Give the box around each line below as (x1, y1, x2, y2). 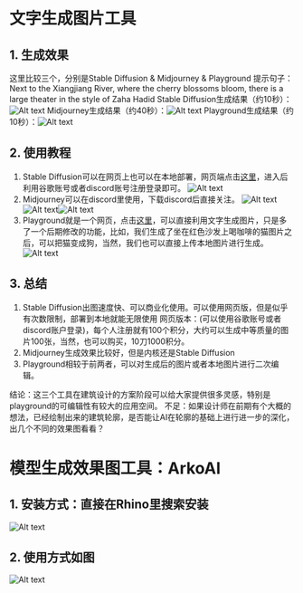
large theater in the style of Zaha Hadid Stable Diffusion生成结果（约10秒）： (9, 94, 292, 104)
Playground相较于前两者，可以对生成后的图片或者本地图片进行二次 (22, 359, 271, 369)
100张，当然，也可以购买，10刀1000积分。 (30, 336, 190, 347)
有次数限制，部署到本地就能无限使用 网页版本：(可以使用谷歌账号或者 (22, 313, 282, 324)
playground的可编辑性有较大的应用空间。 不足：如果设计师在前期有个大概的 (9, 400, 292, 411)
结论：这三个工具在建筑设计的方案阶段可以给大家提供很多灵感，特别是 (9, 388, 271, 399)
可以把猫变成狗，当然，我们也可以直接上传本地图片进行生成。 (38, 237, 269, 248)
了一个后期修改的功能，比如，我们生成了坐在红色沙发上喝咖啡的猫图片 (22, 225, 285, 236)
